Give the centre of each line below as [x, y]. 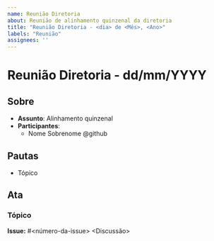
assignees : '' [28, 40]
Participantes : [38, 126]
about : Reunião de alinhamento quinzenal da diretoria [90, 21]
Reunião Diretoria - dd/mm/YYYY [107, 75]
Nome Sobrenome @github [68, 134]
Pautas [23, 156]
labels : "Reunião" [34, 34]
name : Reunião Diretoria [44, 14]
